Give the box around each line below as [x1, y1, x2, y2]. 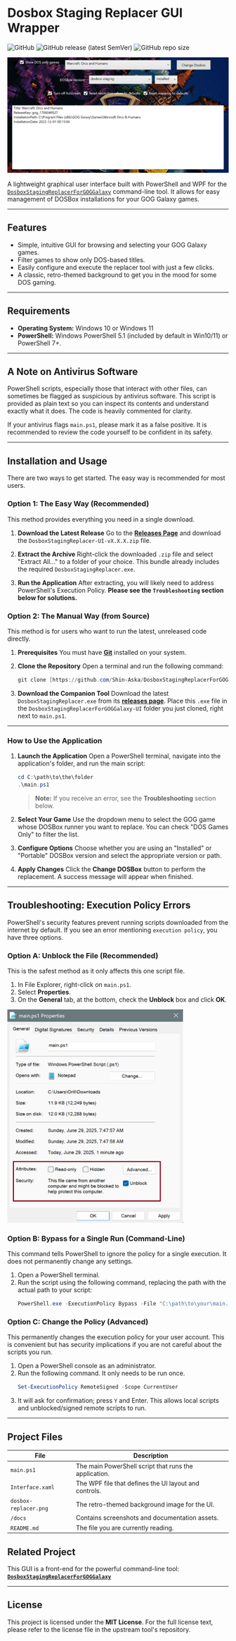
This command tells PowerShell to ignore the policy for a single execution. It [7, 1250, 227, 1258]
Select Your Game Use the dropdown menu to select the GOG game [17, 815, 216, 823]
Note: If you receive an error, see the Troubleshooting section [34, 794, 216, 802]
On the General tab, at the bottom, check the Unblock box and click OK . [17, 995, 227, 1004]
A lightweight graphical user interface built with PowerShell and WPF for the [7, 180, 227, 188]
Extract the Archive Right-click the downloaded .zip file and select [17, 550, 214, 558]
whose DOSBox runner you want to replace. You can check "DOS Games [17, 823, 229, 831]
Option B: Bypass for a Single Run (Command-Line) [7, 1234, 185, 1243]
